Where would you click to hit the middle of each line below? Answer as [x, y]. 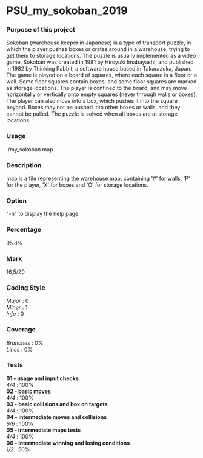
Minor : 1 [17, 307]
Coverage [21, 330]
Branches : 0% [25, 343]
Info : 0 [15, 314]
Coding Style [26, 288]
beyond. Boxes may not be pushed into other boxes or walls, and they [93, 108]
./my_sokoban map [30, 149]
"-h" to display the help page [42, 214]
